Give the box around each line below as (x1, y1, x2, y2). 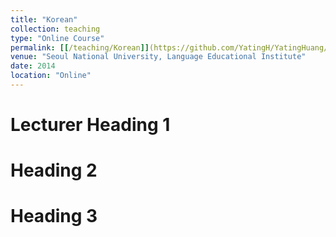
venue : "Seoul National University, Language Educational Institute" (10, 52, 307, 62)
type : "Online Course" (10, 33, 105, 43)
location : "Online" (10, 71, 92, 81)
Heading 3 (10, 205, 98, 228)
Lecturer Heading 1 (10, 114, 171, 136)
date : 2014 (10, 61, 56, 71)
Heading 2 (10, 159, 98, 182)
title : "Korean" (10, 14, 78, 25)
